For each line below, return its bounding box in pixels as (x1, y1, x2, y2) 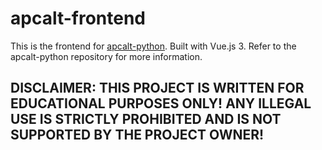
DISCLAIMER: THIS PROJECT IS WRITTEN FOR (10, 80, 305, 97)
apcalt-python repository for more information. (10, 50, 203, 62)
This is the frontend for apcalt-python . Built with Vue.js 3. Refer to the (10, 40, 297, 52)
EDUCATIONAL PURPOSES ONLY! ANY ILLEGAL (10, 95, 312, 112)
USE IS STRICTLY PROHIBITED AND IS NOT (10, 111, 282, 128)
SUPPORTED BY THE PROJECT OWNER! (10, 127, 265, 144)
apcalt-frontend (10, 7, 147, 30)
